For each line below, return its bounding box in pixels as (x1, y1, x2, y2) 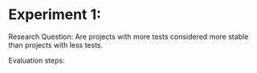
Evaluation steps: (8, 56, 66, 65)
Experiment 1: (8, 6, 102, 24)
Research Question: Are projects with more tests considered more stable (8, 32, 249, 41)
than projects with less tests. (8, 40, 104, 49)
